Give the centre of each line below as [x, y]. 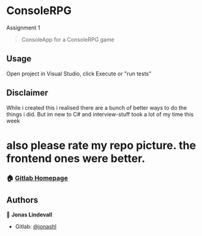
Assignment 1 [23, 28]
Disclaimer [27, 93]
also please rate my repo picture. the [101, 145]
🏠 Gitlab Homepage [37, 178]
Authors [22, 200]
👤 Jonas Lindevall [29, 215]
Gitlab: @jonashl [36, 227]
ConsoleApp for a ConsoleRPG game [68, 39]
